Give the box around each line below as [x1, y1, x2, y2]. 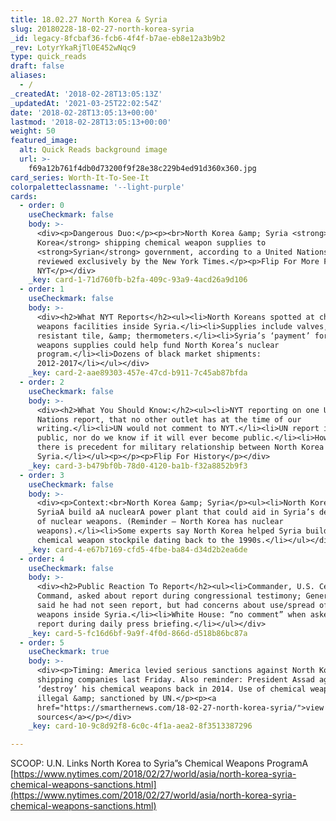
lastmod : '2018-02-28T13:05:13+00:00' [10, 117, 172, 127]
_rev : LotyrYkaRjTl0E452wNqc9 [10, 42, 137, 53]
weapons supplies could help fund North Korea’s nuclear [36, 340, 280, 350]
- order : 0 [19, 201, 65, 211]
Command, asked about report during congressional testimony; [36, 591, 302, 601]
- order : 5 [19, 637, 65, 648]
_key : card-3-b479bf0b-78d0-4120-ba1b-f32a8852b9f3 [28, 461, 248, 471]
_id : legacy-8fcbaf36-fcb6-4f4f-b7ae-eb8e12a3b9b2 [10, 33, 226, 43]
